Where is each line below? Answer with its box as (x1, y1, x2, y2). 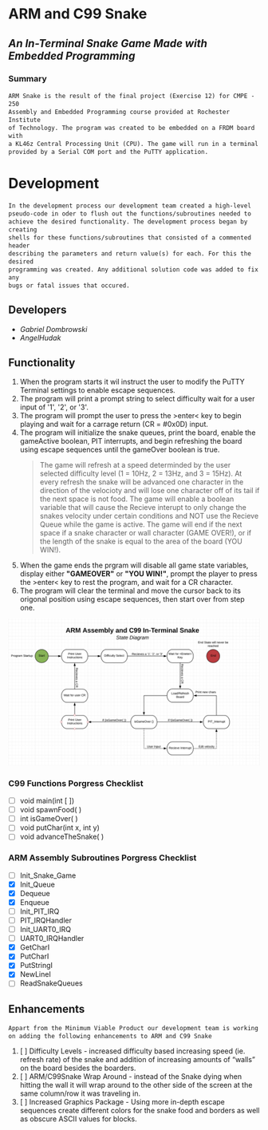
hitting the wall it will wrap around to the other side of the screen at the (19, 1081, 253, 1090)
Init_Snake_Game (19, 871, 77, 880)
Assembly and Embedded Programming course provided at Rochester (8, 108, 230, 116)
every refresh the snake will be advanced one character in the (39, 477, 244, 487)
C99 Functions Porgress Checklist (8, 777, 144, 788)
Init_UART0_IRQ (19, 925, 72, 934)
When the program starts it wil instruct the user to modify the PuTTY (19, 377, 245, 387)
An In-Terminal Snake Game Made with (8, 37, 207, 50)
